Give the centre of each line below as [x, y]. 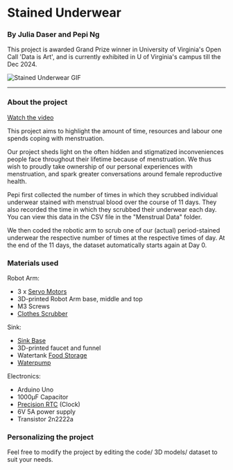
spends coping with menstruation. [56, 138]
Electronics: [24, 376]
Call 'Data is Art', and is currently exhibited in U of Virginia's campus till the [114, 57]
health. [17, 181]
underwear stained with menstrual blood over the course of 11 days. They [112, 202]
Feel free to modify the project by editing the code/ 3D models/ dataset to [113, 452]
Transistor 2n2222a [45, 419]
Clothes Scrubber [42, 314]
